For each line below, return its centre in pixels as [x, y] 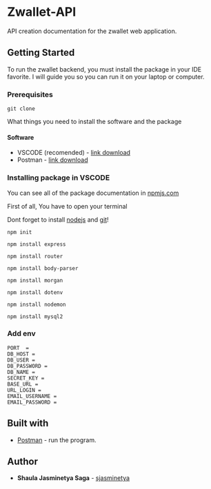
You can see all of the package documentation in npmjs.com [93, 193]
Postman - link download [52, 160]
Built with [28, 423]
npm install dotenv [35, 292]
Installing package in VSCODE [59, 178]
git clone [21, 109]
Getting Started [41, 53]
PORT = [18, 348]
